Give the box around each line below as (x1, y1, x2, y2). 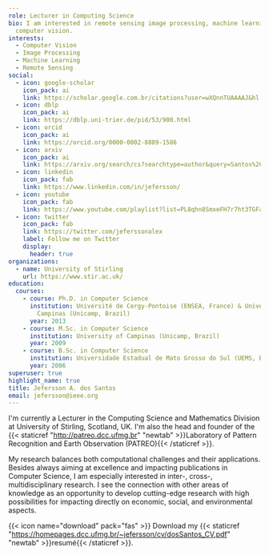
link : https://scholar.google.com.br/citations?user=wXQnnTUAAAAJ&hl (22, 94, 260, 102)
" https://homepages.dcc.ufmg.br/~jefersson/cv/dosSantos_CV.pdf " (8, 529, 231, 539)
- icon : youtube (15, 190, 70, 199)
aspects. (8, 505, 37, 515)
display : (22, 243, 52, 251)
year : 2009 (29, 340, 66, 348)
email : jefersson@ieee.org (8, 392, 98, 400)
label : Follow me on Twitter (22, 235, 120, 243)
